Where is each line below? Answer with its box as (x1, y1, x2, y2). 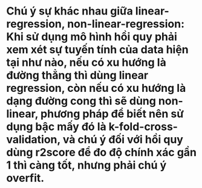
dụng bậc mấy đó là (6, 120, 107, 134)
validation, (6, 133, 60, 146)
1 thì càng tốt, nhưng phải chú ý (6, 158, 167, 172)
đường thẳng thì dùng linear (6, 68, 149, 82)
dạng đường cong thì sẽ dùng (6, 94, 156, 108)
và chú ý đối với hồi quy (62, 133, 183, 146)
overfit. (6, 171, 45, 185)
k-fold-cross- (108, 120, 178, 134)
